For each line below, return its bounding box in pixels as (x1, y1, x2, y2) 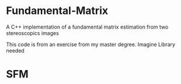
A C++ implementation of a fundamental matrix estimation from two (6, 23, 169, 30)
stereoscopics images (6, 29, 60, 36)
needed (6, 47, 25, 54)
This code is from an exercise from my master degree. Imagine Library (6, 41, 176, 48)
